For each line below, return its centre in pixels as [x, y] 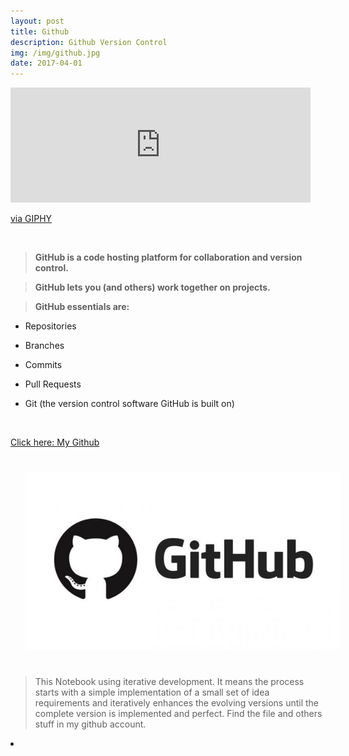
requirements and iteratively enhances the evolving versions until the [177, 702]
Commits [43, 365]
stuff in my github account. [90, 724]
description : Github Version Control [89, 42]
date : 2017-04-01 [46, 63]
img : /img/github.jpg [55, 53]
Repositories [50, 326]
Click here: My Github [55, 442]
